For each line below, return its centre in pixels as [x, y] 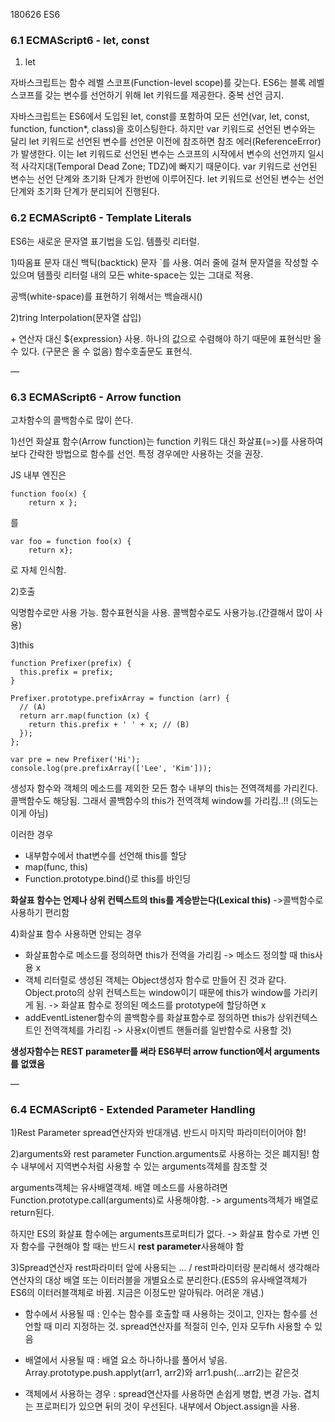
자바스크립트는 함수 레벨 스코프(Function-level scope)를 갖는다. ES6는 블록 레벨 [167, 83]
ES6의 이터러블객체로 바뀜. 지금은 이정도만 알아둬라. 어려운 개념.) [137, 1293]
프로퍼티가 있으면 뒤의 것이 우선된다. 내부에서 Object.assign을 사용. [167, 1406]
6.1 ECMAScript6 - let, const [80, 40]
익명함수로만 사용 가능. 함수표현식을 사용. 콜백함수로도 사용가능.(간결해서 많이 [161, 612]
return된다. [32, 1213]
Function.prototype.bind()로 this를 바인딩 [108, 878]
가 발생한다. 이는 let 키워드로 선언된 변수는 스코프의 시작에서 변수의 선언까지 [158, 154]
